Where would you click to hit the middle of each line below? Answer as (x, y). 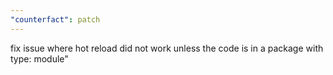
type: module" (39, 58)
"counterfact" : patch (55, 19)
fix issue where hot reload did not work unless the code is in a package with (167, 48)
